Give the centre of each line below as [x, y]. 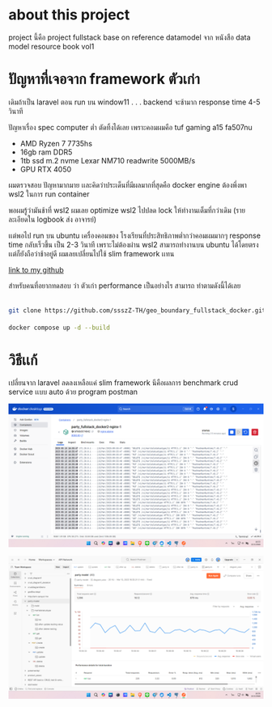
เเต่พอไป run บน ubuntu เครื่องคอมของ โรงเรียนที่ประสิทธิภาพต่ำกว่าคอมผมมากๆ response [135, 235]
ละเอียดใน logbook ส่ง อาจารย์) [53, 219]
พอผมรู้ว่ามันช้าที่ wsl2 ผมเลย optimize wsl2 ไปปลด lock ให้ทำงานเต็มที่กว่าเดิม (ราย [127, 210]
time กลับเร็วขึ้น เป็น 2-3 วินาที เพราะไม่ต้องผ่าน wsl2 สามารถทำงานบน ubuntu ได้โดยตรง [134, 244]
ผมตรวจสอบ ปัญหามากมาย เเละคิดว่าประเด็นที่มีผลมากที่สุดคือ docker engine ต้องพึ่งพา [127, 184]
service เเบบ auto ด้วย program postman [73, 392]
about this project [69, 15]
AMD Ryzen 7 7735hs [56, 143]
